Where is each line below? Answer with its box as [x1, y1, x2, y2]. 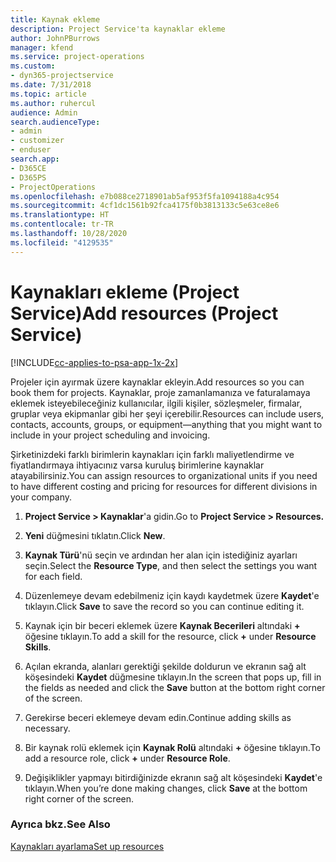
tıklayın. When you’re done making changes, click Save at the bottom [24, 782, 308, 794]
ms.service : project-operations [10, 52, 145, 62]
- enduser [10, 145, 52, 155]
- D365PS [10, 172, 47, 183]
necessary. [24, 722, 71, 734]
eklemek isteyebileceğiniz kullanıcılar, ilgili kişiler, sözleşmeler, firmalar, [10, 397, 303, 409]
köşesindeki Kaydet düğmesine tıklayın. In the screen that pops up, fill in [24, 671, 322, 683]
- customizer [10, 136, 65, 146]
